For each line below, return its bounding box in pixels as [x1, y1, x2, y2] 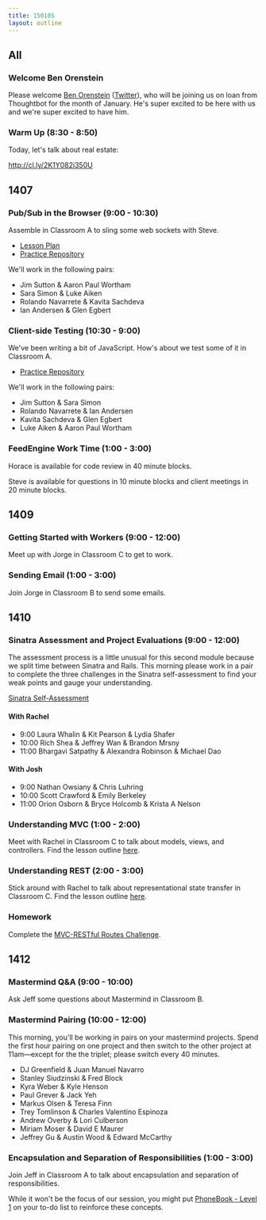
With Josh [8, 765, 43, 774]
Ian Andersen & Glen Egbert [19, 305, 111, 315]
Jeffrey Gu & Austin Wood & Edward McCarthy [19, 1132, 172, 1141]
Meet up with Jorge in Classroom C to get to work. [8, 550, 173, 560]
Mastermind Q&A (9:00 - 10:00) [8, 977, 133, 988]
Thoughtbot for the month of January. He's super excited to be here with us [8, 99, 256, 108]
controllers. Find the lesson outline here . [8, 846, 141, 855]
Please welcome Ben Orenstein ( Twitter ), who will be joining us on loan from [8, 91, 258, 100]
